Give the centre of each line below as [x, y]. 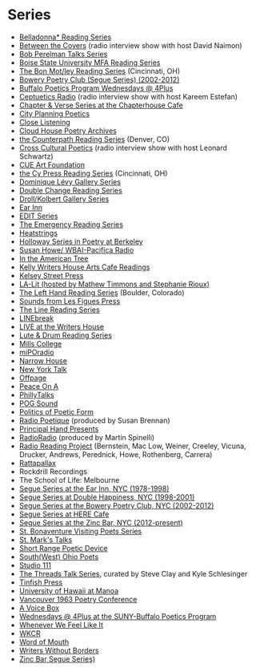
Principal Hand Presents [59, 429]
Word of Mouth [44, 642]
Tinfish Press [41, 582]
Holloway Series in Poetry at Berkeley [81, 241]
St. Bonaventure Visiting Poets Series [80, 531]
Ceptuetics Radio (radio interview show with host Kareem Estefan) [128, 96]
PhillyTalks [36, 395]
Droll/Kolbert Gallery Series [64, 199]
